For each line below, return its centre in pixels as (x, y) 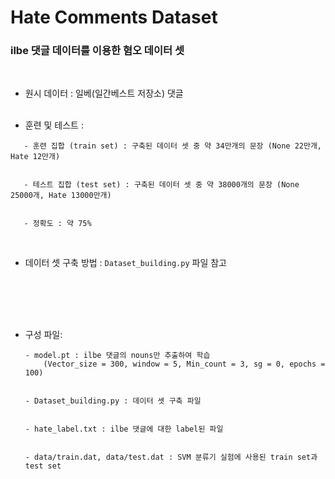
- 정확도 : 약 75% (57, 224)
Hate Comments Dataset (114, 17)
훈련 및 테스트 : (54, 125)
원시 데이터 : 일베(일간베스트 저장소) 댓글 (104, 93)
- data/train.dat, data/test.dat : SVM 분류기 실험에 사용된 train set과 (171, 457)
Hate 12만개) (35, 157)
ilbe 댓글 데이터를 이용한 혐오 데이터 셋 (97, 51)
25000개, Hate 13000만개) (61, 196)
